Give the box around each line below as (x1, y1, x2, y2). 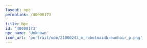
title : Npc (5, 21, 29, 26)
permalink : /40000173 (5, 12, 52, 17)
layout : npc (5, 7, 31, 13)
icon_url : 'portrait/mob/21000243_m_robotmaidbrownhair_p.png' (5, 35, 143, 40)
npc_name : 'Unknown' (5, 31, 50, 36)
